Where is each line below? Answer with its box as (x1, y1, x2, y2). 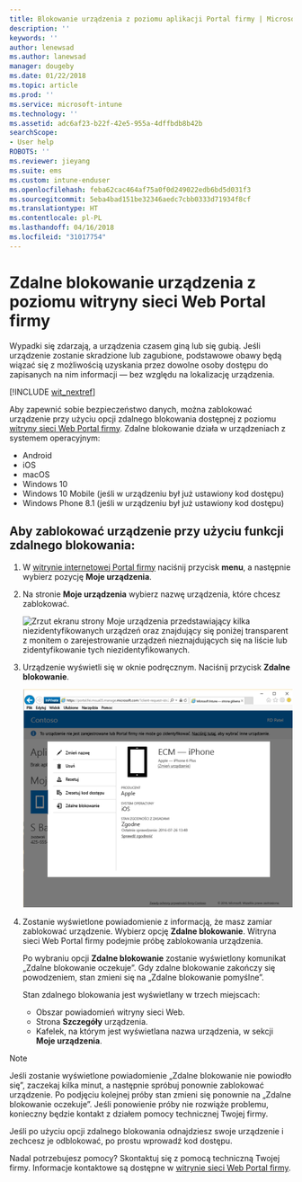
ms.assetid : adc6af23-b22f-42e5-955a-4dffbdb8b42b (9, 119, 203, 128)
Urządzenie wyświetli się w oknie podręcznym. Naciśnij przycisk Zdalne (22, 662, 290, 672)
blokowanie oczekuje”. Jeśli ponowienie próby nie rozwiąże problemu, (9, 1099, 270, 1110)
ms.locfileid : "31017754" (9, 233, 106, 242)
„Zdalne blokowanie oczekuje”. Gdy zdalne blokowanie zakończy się (22, 963, 276, 973)
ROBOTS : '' (9, 147, 50, 156)
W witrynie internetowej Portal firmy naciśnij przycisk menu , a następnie (22, 562, 291, 573)
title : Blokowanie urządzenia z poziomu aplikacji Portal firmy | (9, 14, 263, 23)
